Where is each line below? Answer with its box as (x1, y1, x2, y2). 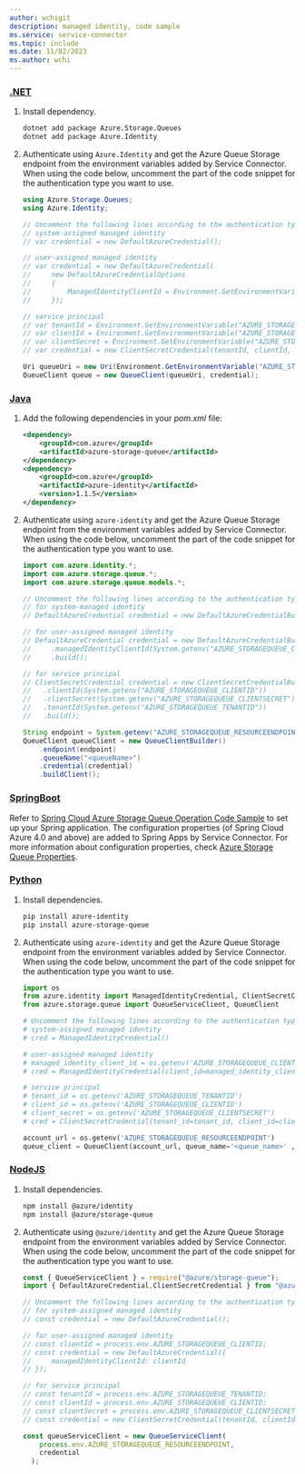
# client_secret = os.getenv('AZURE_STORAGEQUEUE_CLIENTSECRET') (22, 1109, 275, 1118)
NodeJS (9, 1163, 45, 1176)
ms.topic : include (9, 38, 79, 48)
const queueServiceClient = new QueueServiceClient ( (22, 1431, 227, 1440)
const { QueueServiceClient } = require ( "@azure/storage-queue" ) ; (22, 1273, 280, 1282)
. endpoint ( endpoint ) (39, 744, 117, 754)
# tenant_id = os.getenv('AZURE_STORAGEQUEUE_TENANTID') (22, 1091, 243, 1101)
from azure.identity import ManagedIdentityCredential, (22, 991, 239, 1001)
